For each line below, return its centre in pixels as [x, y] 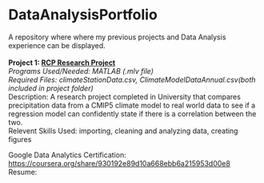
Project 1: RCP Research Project [62, 63]
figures [20, 139]
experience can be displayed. [57, 45]
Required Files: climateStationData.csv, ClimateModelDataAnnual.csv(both [132, 79]
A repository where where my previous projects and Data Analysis [117, 37]
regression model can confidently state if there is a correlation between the [132, 113]
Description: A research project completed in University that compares [125, 96]
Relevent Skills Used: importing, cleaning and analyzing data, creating [123, 131]
